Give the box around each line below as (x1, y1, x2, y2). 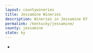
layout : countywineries (5, 7, 55, 12)
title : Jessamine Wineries (5, 12, 61, 17)
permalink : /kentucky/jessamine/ (5, 21, 75, 26)
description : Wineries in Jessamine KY (5, 16, 88, 21)
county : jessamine (5, 26, 43, 31)
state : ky (5, 30, 26, 35)
